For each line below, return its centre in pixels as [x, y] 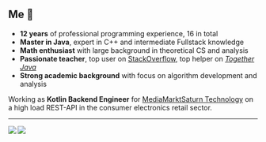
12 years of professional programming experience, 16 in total [119, 33]
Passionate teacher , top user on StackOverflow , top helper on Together [137, 58]
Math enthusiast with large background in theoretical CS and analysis [134, 50]
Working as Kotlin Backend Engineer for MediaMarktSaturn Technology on [131, 99]
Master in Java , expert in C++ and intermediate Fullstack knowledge [131, 42]
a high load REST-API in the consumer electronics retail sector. [110, 107]
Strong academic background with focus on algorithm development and [138, 75]
